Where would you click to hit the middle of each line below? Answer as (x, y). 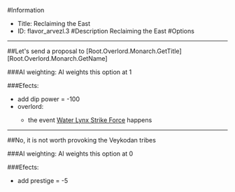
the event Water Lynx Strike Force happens (90, 120)
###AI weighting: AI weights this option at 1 (70, 72)
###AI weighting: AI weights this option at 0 (70, 154)
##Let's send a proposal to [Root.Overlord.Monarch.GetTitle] (94, 51)
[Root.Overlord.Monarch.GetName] (57, 58)
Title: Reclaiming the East (54, 23)
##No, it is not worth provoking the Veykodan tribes (81, 140)
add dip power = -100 (49, 99)
